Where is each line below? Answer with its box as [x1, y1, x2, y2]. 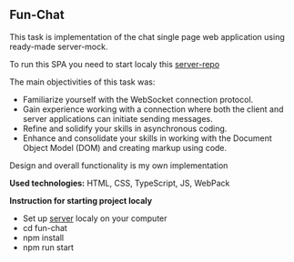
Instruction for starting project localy [9, 195, 153, 206]
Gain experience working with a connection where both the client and [22, 104, 284, 115]
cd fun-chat [22, 222, 68, 233]
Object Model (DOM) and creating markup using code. [22, 142, 228, 153]
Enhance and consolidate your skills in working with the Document [22, 132, 273, 144]
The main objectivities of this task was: [9, 76, 156, 87]
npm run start [22, 241, 75, 253]
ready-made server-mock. [9, 41, 108, 52]
